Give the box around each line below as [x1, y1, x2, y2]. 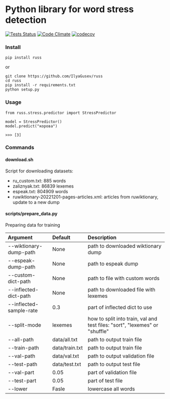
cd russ [5, 78, 22, 83]
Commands [5, 144, 34, 151]
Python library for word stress [5, 4, 134, 15]
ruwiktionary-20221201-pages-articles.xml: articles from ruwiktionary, [12, 194, 158, 200]
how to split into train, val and [88, 315, 158, 322]
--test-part [8, 377, 36, 384]
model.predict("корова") [5, 123, 58, 128]
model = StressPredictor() [5, 119, 62, 124]
